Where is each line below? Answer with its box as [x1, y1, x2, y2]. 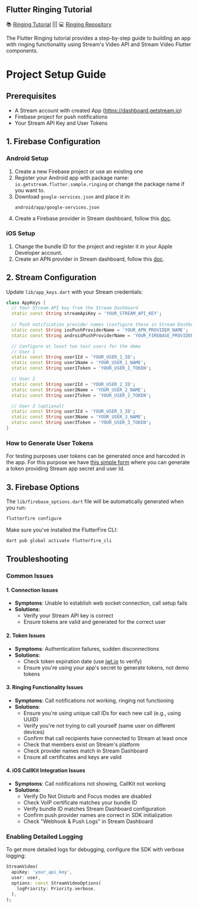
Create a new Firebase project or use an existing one [14, 168, 143, 175]
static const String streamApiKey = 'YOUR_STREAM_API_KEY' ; [11, 310, 162, 317]
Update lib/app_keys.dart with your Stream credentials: [6, 288, 143, 295]
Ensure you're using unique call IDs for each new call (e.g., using [23, 709, 181, 716]
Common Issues [6, 572, 54, 580]
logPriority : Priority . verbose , [16, 886, 96, 891]
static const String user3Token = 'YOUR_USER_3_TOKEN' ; [11, 420, 151, 426]
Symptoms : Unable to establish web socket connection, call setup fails [14, 599, 187, 607]
